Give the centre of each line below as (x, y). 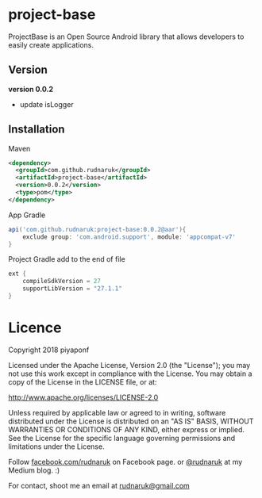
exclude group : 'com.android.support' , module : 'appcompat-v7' (129, 237)
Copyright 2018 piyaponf (49, 350)
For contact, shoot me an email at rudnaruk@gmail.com (99, 485)
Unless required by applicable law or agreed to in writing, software (117, 412)
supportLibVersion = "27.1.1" (73, 289)
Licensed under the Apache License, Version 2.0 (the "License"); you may (129, 365)
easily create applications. (51, 44)
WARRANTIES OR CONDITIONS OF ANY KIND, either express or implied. (126, 429)
